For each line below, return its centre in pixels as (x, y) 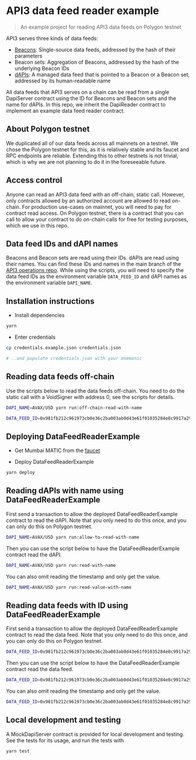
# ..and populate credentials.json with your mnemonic (74, 358)
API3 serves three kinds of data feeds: (52, 38)
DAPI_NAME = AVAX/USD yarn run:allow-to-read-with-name (73, 537)
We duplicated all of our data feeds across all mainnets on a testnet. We (92, 143)
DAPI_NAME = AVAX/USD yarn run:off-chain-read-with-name (74, 408)
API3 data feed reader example (83, 11)
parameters (28, 56)
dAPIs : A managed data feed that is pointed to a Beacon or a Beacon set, (102, 74)
